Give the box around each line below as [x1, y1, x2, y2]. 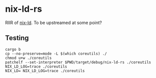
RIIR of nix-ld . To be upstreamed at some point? [5, 20, 102, 26]
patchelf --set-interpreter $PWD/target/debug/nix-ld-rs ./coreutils [5, 60, 152, 65]
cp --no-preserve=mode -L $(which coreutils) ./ [5, 51, 107, 56]
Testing [5, 34, 29, 42]
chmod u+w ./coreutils [5, 55, 52, 60]
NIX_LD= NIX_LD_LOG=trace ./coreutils [5, 68, 85, 73]
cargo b [5, 47, 21, 52]
